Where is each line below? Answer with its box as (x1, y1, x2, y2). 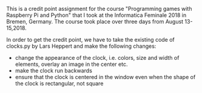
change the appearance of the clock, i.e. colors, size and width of (15, 54, 180, 61)
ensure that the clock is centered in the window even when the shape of (15, 74, 196, 80)
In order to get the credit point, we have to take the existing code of (6, 36, 175, 43)
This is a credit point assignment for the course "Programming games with (6, 5, 192, 12)
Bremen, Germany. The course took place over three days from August (6, 18, 184, 25)
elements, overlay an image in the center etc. (15, 60, 128, 68)
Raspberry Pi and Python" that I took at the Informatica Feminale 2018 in (6, 11, 187, 19)
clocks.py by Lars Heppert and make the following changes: (6, 42, 157, 50)
